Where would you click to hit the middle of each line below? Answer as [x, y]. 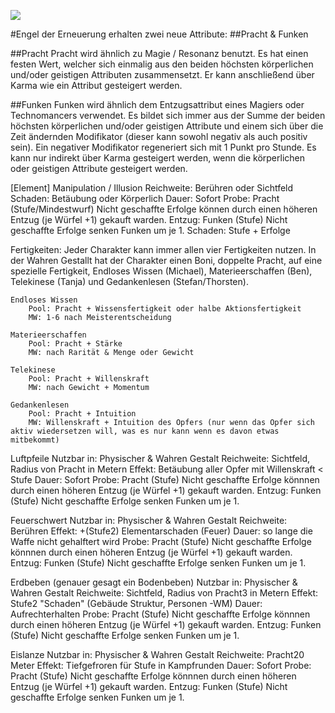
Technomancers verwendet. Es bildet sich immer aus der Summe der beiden [168, 115]
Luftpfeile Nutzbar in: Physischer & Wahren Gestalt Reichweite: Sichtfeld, [160, 458]
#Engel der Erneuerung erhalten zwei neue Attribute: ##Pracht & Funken [159, 34]
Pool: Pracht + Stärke [75, 344]
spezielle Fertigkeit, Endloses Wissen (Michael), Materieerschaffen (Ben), [161, 271]
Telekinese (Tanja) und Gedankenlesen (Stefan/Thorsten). [129, 281]
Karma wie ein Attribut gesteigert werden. [96, 85]
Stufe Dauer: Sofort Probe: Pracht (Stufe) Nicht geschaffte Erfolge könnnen [165, 479]
